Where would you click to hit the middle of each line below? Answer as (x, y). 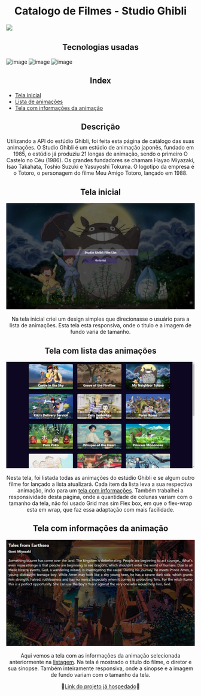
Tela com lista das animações (100, 350)
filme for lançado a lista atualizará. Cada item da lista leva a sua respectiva (100, 484)
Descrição (100, 126)
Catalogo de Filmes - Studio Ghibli (100, 11)
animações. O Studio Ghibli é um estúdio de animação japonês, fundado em (100, 148)
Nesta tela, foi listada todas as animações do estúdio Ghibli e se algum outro (100, 478)
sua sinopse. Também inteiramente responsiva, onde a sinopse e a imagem (100, 668)
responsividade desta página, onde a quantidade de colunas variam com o (100, 497)
